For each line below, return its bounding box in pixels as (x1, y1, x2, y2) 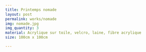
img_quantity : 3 (5, 26, 39, 31)
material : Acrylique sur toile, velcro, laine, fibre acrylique (5, 30, 142, 35)
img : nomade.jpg (5, 21, 39, 26)
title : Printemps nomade (5, 7, 57, 12)
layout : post (5, 12, 32, 17)
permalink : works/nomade (5, 16, 57, 21)
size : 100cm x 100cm (5, 35, 48, 40)
